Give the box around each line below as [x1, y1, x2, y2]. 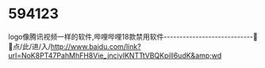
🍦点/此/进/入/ [8, 41, 52, 51]
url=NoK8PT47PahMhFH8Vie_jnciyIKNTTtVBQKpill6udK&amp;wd [8, 51, 222, 60]
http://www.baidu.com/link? [50, 41, 141, 51]
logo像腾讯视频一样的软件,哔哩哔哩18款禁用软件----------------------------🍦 [8, 32, 258, 41]
